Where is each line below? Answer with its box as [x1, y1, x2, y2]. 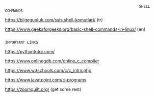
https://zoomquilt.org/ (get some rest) [5, 86, 82, 92]
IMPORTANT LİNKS [5, 40, 38, 45]
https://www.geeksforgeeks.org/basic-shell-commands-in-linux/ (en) [5, 26, 146, 32]
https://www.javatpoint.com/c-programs [5, 77, 87, 82]
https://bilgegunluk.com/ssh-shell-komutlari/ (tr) [5, 17, 103, 22]
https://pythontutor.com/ [5, 49, 55, 54]
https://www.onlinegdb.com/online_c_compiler [5, 58, 100, 64]
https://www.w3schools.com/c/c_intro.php [5, 68, 92, 73]
